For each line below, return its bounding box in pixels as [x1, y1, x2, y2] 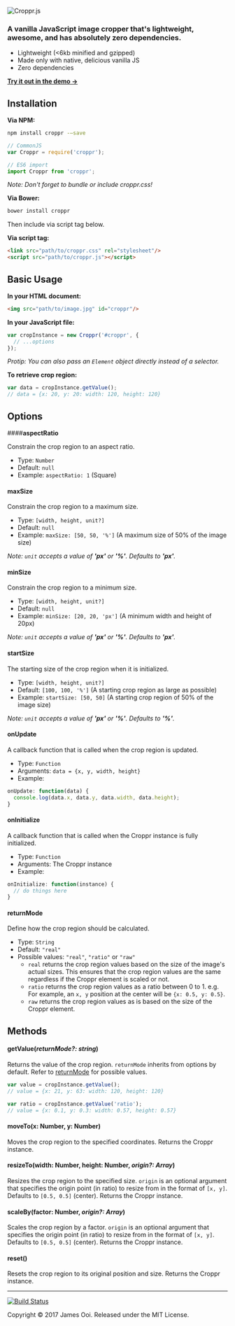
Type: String [17, 938, 55, 947]
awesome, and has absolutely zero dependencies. [7, 32, 182, 42]
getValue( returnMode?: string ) [7, 1045, 99, 1053]
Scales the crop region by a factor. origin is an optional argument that [7, 1223, 210, 1231]
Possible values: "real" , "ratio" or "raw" [17, 953, 136, 961]
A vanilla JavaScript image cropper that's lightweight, [7, 24, 194, 34]
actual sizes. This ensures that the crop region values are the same [27, 968, 222, 976]
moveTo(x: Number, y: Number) [7, 1122, 101, 1131]
